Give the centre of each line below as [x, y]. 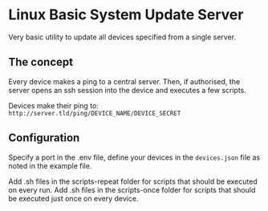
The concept [41, 62]
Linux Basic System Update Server [126, 15]
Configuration [44, 138]
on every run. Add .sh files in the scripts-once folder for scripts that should [132, 189]
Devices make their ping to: [53, 105]
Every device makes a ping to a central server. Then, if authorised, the [124, 81]
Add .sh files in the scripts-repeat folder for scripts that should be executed [133, 181]
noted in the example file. [50, 165]
